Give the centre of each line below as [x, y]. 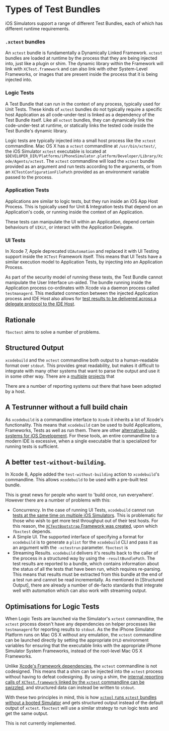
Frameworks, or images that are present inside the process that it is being [81, 74]
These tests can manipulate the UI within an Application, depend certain [80, 221]
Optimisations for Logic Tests [52, 606]
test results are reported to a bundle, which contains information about [86, 564]
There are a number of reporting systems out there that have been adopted [83, 386]
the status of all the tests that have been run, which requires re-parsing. [87, 569]
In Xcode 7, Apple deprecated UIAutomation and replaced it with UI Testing [82, 251]
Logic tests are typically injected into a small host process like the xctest [80, 141]
